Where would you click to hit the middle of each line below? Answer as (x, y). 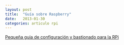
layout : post (18, 10)
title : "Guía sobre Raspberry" (38, 14)
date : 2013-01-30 (25, 19)
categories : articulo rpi (31, 23)
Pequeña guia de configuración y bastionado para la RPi (62, 37)
